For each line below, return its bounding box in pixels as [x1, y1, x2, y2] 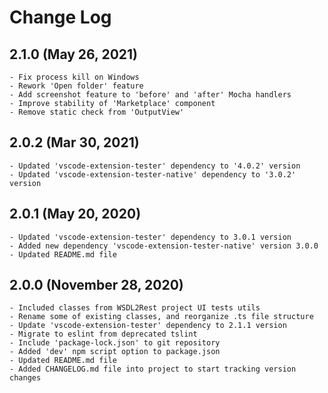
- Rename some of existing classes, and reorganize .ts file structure [9, 312, 314, 322]
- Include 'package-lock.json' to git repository [9, 338, 221, 348]
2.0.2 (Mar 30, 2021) [9, 134, 140, 151]
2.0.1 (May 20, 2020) [9, 206, 142, 223]
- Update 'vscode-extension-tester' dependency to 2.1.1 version [9, 321, 287, 331]
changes [9, 373, 42, 383]
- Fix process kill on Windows [9, 72, 140, 82]
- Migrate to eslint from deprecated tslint [9, 329, 198, 340]
